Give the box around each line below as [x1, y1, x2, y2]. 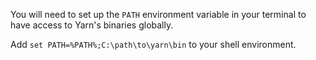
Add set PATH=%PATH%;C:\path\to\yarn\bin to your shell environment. [10, 39, 297, 50]
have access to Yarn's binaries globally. [10, 19, 174, 31]
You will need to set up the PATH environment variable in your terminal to [10, 9, 307, 20]
